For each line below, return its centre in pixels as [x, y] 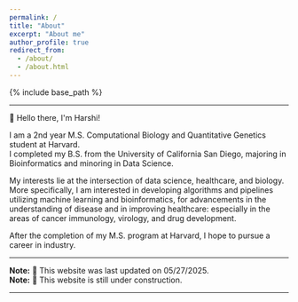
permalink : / [33, 17]
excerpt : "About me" [47, 34]
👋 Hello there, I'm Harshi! [55, 117]
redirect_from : [37, 51]
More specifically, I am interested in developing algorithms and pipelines [141, 190]
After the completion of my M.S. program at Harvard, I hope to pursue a [140, 235]
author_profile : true [49, 42]
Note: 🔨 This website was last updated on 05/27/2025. [109, 270]
